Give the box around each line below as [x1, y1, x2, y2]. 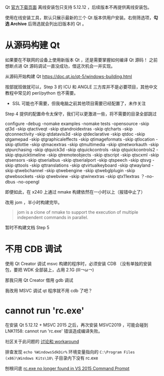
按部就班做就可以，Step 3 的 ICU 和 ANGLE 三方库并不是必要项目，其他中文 [5, 84, 158, 90]
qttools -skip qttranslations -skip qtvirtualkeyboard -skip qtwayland [14, 162, 151, 168]
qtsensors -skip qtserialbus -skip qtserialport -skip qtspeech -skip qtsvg [5, 157, 152, 163]
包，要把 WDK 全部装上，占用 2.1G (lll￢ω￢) [5, 267, 94, 273]
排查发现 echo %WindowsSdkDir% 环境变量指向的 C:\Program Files [5, 349, 135, 354]
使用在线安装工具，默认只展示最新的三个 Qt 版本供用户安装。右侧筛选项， [5, 15, 154, 21]
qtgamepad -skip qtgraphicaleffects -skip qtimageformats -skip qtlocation [5, 136, 155, 142]
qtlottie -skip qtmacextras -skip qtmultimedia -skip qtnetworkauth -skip [14, 141, 159, 147]
